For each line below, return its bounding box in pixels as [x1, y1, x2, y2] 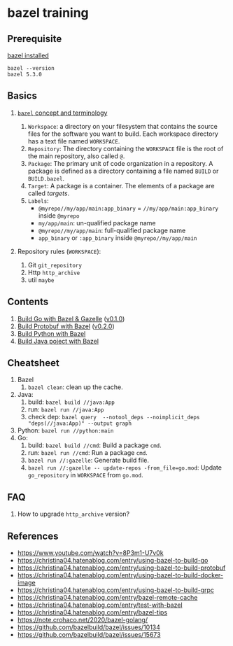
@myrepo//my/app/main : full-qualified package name [38, 226, 186, 234]
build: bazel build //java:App [27, 398, 115, 407]
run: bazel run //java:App [27, 405, 104, 414]
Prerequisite [7, 33, 62, 45]
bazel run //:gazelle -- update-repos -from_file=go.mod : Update [27, 463, 223, 472]
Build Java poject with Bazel [17, 337, 99, 345]
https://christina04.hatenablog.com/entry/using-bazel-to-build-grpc [17, 586, 215, 594]
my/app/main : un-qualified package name [38, 218, 156, 227]
